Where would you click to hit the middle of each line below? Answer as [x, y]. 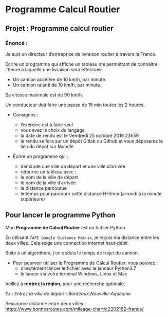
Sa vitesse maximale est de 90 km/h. [44, 95]
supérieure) [33, 199]
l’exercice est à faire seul [47, 125]
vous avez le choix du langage [52, 130]
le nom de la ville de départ [49, 177]
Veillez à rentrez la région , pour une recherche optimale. [65, 284]
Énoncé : [17, 43]
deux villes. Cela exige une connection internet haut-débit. [67, 243]
